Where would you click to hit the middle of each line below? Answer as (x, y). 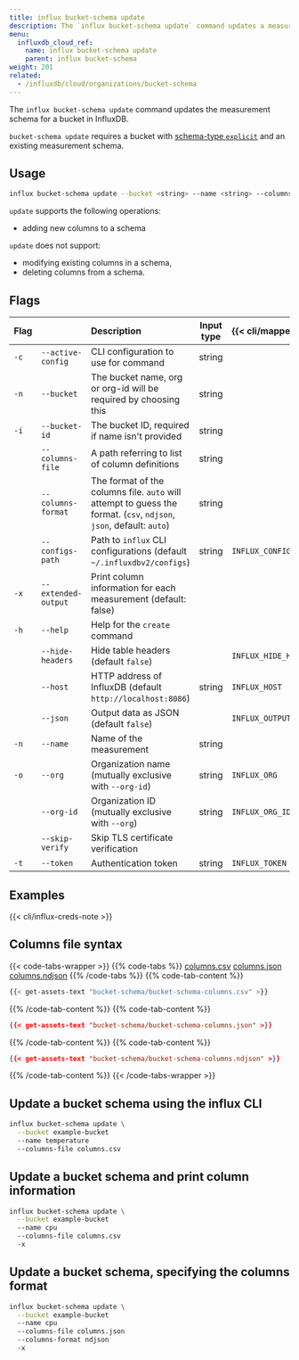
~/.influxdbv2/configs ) (140, 563)
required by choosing (135, 400)
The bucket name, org (137, 377)
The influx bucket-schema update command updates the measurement (140, 109)
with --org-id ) (121, 787)
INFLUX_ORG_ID (261, 812)
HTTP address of (126, 676)
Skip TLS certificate (132, 837)
